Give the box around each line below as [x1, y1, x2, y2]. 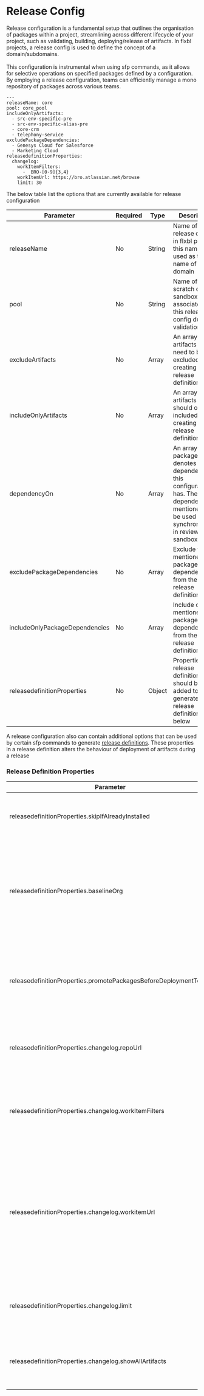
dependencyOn [9, 489, 53, 497]
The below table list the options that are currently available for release [6, 190, 182, 197]
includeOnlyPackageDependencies [9, 623, 110, 631]
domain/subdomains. [6, 50, 59, 57]
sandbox [172, 292, 198, 301]
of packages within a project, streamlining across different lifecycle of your [6, 30, 194, 38]
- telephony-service [12, 132, 64, 138]
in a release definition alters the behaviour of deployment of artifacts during [6, 745, 195, 752]
